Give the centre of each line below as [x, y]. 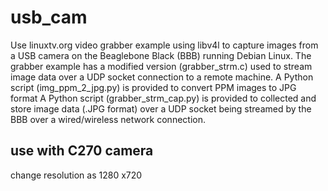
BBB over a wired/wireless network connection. [108, 119]
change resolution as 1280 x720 [76, 175]
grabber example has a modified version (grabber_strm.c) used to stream [161, 66]
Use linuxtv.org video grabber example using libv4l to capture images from [164, 45]
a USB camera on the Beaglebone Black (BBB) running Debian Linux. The [161, 55]
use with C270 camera [82, 151]
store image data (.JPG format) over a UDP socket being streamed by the [161, 108]
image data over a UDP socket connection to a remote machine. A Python [162, 77]
